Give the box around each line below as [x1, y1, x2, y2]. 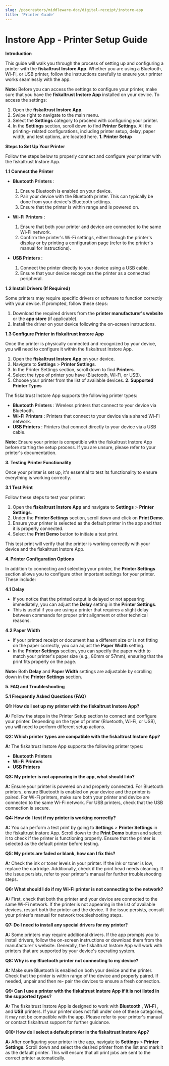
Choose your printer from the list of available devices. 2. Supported [12, 377, 154, 383]
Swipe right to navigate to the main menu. [12, 112, 99, 118]
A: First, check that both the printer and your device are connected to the [5, 896, 158, 902]
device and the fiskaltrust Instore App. [5, 546, 85, 552]
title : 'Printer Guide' [5, 12, 55, 17]
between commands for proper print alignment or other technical [12, 612, 148, 618]
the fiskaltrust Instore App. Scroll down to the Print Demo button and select [5, 830, 162, 836]
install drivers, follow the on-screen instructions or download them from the [5, 937, 162, 943]
